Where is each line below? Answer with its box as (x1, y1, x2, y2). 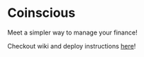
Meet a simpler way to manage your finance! (7, 28, 138, 37)
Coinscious (7, 5, 76, 21)
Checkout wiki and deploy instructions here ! (7, 42, 136, 50)
